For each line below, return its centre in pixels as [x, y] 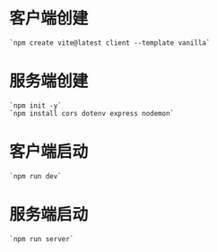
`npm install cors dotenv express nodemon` [92, 113]
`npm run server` [42, 239]
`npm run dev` [36, 176]
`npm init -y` [36, 105]
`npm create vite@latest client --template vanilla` [110, 43]
